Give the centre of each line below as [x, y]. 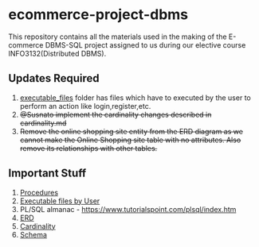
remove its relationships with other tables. [88, 148]
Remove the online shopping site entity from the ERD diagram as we [131, 131]
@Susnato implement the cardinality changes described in [116, 114]
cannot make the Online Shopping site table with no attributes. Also [130, 140]
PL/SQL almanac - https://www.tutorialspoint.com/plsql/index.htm [128, 209]
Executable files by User [60, 201]
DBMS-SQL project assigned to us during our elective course [145, 44]
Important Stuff [47, 174]
